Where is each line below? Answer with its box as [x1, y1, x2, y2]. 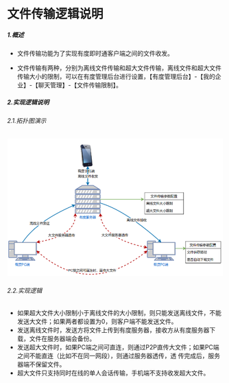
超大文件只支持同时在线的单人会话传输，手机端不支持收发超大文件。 [16, 369, 210, 378]
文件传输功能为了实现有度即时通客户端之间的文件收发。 [16, 49, 173, 58]
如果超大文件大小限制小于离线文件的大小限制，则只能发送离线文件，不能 [16, 309, 221, 317]
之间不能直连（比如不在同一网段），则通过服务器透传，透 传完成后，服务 [16, 351, 221, 360]
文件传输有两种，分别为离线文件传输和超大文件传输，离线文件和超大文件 [16, 64, 221, 72]
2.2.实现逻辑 [7, 286, 43, 294]
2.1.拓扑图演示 [7, 117, 47, 125]
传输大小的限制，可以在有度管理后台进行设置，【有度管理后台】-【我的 [16, 73, 216, 81]
